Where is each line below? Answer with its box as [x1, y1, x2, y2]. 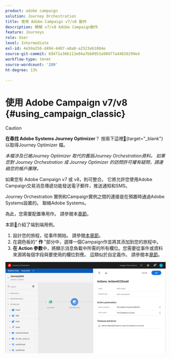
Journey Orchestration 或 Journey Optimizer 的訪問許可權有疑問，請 [15, 159, 159, 165]
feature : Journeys [5, 30, 44, 35]
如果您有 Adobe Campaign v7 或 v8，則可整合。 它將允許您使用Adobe [5, 176, 153, 183]
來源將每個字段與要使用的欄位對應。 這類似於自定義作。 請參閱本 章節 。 [12, 251, 163, 258]
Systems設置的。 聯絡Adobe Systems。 [5, 200, 89, 206]
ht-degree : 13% [5, 67, 38, 72]
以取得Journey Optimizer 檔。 [5, 142, 68, 148]
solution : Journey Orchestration [5, 13, 76, 19]
